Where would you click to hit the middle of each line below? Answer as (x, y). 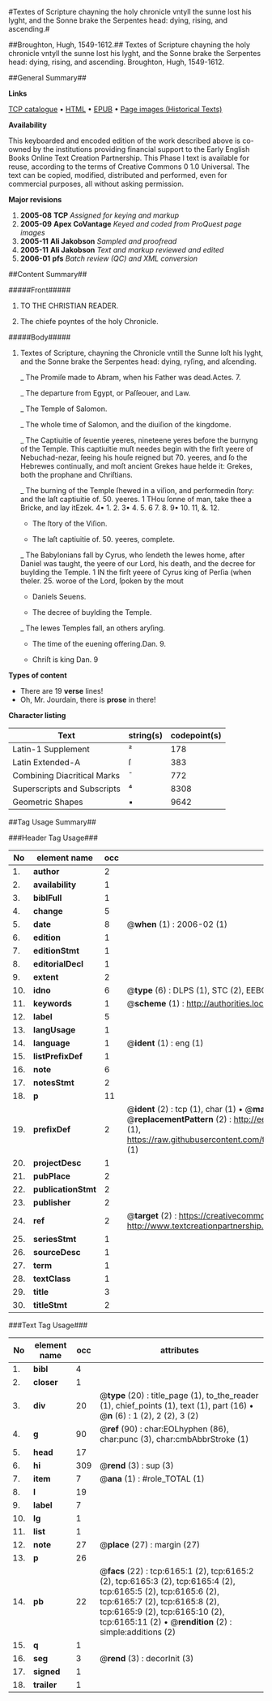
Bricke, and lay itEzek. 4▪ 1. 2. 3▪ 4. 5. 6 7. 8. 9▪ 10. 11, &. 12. (120, 508)
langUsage (55, 1030)
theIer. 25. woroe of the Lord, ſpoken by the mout (102, 581)
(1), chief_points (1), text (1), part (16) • (177, 1406)
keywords (53, 1004)
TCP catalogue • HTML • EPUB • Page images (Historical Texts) (115, 109)
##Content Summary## (48, 274)
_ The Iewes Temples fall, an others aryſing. (93, 628)
